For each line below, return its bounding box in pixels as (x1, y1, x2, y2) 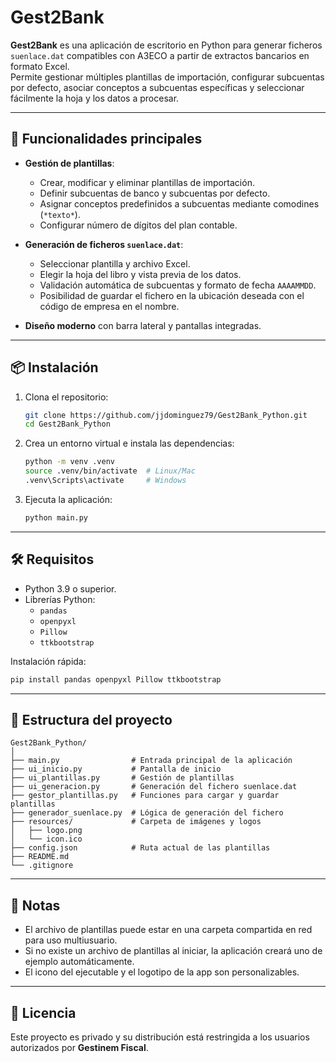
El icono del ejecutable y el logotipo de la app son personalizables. (24, 966, 300, 978)
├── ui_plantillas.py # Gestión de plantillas (10, 773, 235, 783)
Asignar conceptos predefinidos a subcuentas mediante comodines (39, 197, 320, 210)
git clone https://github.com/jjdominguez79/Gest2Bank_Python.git (24, 410, 308, 420)
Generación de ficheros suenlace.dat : (24, 238, 184, 250)
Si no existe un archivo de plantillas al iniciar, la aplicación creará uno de (24, 945, 323, 957)
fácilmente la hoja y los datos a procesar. (10, 92, 180, 104)
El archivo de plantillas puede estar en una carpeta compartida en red (24, 924, 313, 936)
